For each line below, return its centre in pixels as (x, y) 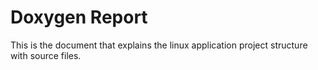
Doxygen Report (79, 17)
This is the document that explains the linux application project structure (159, 45)
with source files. (46, 55)
